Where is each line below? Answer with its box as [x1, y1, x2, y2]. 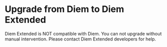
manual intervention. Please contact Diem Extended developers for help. [5, 36, 156, 42]
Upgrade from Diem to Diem [5, 3, 124, 15]
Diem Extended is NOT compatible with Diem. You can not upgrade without [5, 30, 162, 36]
